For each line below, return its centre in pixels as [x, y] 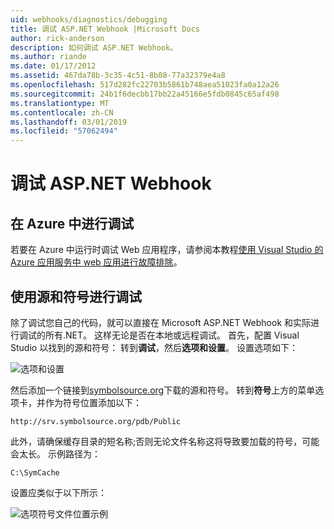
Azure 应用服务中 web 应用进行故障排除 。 [96, 262]
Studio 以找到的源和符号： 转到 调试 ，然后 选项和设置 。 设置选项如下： [154, 347]
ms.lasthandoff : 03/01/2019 [69, 122]
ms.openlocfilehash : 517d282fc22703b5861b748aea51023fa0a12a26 [145, 85]
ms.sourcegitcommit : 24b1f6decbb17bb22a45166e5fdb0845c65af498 [145, 94]
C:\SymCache [35, 472]
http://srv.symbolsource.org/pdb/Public [96, 421]
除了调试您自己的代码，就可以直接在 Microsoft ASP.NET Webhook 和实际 [160, 322]
